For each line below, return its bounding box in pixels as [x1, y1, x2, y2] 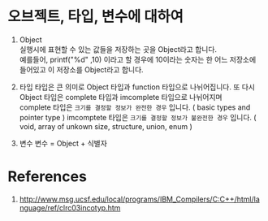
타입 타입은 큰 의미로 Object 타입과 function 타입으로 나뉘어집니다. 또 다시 [19, 82, 255, 92]
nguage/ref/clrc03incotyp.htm [19, 202, 121, 212]
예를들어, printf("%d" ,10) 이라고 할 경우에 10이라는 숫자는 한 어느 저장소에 [19, 54, 257, 64]
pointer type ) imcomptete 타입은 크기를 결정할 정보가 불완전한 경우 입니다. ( [19, 112, 257, 122]
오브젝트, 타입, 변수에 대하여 [7, 7, 184, 26]
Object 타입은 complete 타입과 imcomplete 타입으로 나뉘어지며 [19, 92, 223, 102]
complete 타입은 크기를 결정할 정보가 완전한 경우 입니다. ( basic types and [19, 102, 251, 112]
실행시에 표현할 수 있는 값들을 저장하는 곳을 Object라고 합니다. [19, 44, 217, 54]
